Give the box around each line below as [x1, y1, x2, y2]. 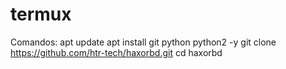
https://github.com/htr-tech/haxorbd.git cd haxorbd [10, 46, 223, 58]
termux [10, 3, 72, 26]
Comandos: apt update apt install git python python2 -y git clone [10, 36, 277, 48]
